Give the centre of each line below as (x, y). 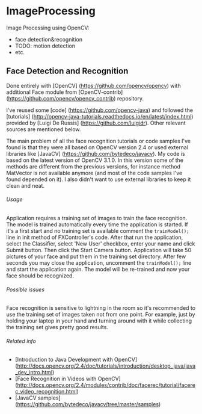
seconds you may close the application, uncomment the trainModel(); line (99, 262)
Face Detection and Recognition (67, 71)
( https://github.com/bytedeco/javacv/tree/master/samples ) (88, 404)
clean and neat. (26, 185)
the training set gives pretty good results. (57, 327)
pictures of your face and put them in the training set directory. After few (96, 256)
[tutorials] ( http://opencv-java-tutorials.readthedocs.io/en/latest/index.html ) (100, 116)
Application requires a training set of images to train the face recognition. (97, 218)
